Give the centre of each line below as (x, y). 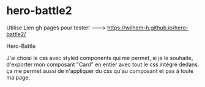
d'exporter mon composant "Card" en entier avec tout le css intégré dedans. (103, 64)
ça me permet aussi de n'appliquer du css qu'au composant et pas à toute (100, 70)
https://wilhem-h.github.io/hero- (147, 28)
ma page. (18, 77)
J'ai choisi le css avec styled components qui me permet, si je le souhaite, (100, 58)
